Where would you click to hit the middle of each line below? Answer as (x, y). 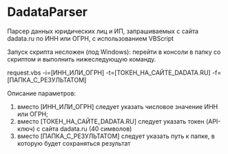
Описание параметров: (42, 93)
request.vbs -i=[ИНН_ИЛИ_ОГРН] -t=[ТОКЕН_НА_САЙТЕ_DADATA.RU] (109, 73)
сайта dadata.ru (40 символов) (87, 128)
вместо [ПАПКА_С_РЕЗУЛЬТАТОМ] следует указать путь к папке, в (116, 136)
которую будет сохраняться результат (74, 143)
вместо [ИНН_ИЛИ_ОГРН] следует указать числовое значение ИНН (117, 106)
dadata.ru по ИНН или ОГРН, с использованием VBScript (91, 38)
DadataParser (48, 12)
